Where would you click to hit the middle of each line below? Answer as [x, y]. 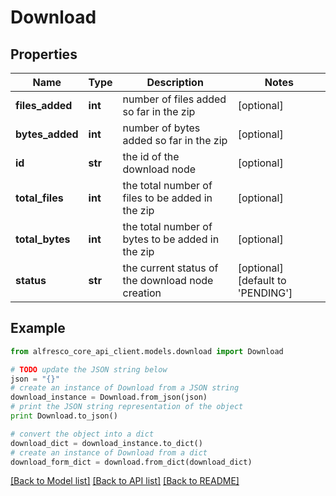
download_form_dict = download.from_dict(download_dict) [131, 462]
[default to [262, 280]
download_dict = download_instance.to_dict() [106, 443]
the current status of [170, 268]
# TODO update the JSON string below [89, 369]
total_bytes [43, 239]
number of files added [174, 99]
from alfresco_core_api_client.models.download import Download [147, 351]
